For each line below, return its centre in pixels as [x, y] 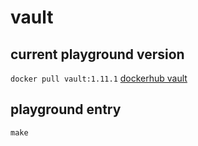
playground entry [66, 109]
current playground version [97, 54]
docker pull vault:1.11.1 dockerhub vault [99, 78]
